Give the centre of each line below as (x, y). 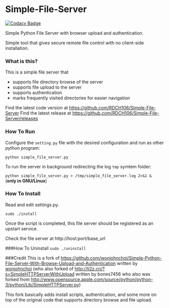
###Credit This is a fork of (32, 258)
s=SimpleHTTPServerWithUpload (40, 274)
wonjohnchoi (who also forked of (39, 269)
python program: (23, 148)
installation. (17, 48)
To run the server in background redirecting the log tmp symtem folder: (78, 166)
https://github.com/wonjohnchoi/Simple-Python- (111, 258)
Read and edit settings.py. (32, 205)
